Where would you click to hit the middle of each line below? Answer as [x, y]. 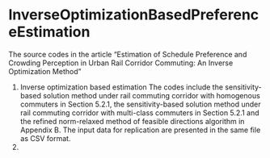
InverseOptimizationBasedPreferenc [134, 15]
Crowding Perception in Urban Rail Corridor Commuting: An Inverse [121, 63]
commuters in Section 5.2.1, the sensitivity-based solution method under [140, 104]
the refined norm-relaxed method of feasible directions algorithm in [132, 121]
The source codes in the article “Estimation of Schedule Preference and [128, 54]
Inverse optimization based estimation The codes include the [122, 87]
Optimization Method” [45, 71]
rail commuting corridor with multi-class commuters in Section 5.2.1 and [140, 112]
